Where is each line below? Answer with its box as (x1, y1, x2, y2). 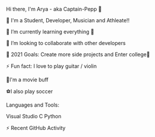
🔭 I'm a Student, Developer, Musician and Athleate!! (6, 17, 130, 23)
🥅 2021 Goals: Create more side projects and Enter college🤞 (6, 51, 150, 58)
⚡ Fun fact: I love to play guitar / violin (6, 63, 97, 70)
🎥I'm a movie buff (6, 76, 49, 83)
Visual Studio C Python (6, 113, 61, 119)
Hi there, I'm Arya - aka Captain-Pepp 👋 (6, 6, 102, 12)
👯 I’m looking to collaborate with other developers (6, 40, 126, 46)
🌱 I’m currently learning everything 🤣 (6, 28, 95, 35)
